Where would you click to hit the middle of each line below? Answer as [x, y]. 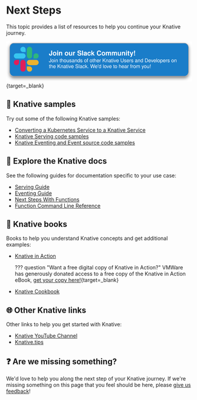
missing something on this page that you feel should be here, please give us [98, 385]
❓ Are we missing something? [61, 361]
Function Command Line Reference [58, 206]
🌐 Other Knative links [46, 310]
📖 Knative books [37, 224]
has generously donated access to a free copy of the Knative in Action [100, 274]
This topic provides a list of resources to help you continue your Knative [93, 27]
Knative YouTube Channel [46, 336]
